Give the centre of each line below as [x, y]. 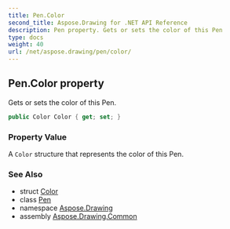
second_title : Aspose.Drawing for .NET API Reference [98, 23]
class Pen [35, 200]
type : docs [26, 37]
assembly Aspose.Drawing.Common [78, 216]
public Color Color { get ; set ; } [65, 117]
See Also [26, 174]
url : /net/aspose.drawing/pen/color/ [70, 52]
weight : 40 [26, 45]
